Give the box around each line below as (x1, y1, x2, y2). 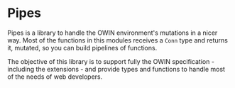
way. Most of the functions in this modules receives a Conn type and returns (7, 35, 229, 44)
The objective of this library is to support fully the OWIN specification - (7, 57, 215, 65)
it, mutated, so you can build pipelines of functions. (7, 43, 158, 52)
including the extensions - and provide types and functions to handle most (7, 65, 226, 73)
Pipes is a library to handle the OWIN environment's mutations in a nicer (7, 28, 218, 37)
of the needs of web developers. (7, 72, 103, 81)
